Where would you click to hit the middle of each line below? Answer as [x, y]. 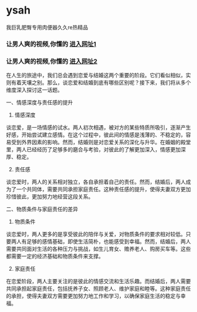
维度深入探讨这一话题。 [34, 90]
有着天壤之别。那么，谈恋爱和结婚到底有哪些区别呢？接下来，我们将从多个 [101, 82]
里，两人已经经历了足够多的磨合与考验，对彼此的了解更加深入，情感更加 [93, 150]
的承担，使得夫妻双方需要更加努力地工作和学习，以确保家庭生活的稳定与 [93, 296]
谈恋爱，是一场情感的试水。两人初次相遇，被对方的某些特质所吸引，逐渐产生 [98, 128]
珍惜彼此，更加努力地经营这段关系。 [50, 197]
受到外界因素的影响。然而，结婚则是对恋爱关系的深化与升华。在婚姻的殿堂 [101, 142]
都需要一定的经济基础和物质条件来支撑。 [55, 256]
